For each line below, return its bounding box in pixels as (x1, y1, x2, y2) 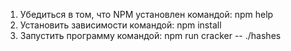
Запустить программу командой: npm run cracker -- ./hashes (19, 30, 282, 41)
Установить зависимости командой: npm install (19, 19, 222, 31)
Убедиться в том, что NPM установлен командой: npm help (19, 9, 274, 20)
